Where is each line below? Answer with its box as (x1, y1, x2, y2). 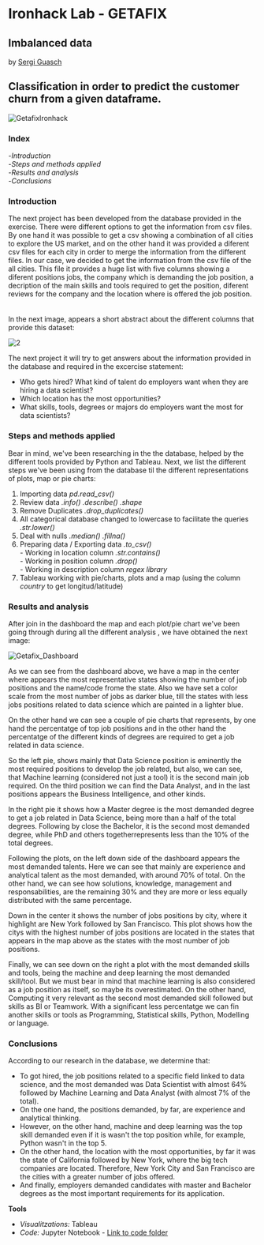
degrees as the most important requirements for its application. (19, 1189, 225, 1198)
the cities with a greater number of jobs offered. (19, 1172, 176, 1182)
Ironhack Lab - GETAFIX (8, 5, 168, 23)
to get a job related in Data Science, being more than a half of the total (8, 813, 236, 822)
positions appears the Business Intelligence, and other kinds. (8, 789, 206, 799)
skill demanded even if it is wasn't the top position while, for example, (19, 1130, 246, 1140)
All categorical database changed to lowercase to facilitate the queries (19, 514, 249, 524)
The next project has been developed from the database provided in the (8, 214, 242, 224)
